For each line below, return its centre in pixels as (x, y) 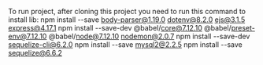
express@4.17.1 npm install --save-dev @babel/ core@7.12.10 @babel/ (120, 28)
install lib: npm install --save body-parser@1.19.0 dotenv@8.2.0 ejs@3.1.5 (127, 20)
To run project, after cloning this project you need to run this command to (127, 11)
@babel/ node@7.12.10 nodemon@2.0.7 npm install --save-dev (149, 36)
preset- (243, 28)
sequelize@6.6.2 (35, 53)
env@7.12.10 (28, 36)
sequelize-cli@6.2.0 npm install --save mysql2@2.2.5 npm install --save (125, 45)
